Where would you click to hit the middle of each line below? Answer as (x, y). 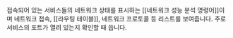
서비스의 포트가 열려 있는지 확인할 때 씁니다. (67, 27)
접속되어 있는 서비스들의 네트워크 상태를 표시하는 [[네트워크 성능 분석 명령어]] (113, 10)
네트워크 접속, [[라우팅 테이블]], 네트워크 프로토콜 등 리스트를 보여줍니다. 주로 (120, 19)
